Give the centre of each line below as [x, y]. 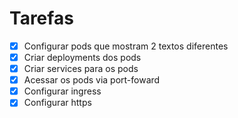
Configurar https [57, 103]
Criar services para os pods [81, 69]
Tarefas [41, 18]
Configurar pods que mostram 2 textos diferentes [126, 46]
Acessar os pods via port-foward [92, 80]
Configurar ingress [62, 91]
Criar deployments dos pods [82, 57]
